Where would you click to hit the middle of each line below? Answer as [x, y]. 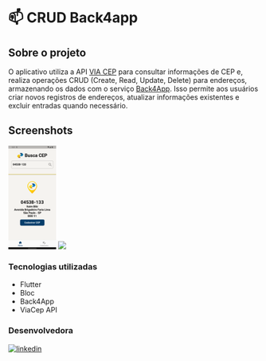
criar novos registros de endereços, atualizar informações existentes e [124, 97]
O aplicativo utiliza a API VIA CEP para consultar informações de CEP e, [125, 72]
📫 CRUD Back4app [73, 18]
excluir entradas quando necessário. [68, 106]
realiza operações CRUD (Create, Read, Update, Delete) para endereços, [128, 80]
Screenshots [41, 131]
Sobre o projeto [47, 52]
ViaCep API [38, 309]
